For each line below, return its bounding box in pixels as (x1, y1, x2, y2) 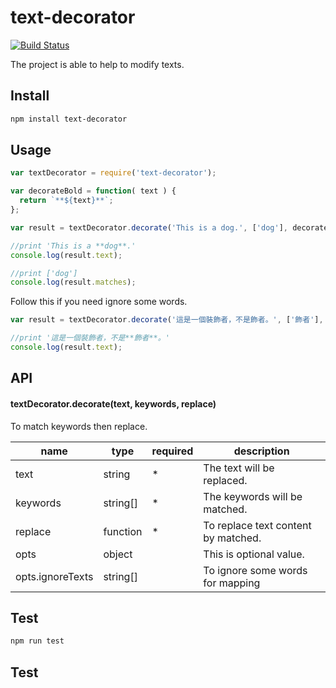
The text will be (203, 461, 275, 475)
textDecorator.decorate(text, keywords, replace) (10, 397, 217, 410)
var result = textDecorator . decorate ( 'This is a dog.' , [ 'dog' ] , (10, 222, 288, 233)
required (151, 444, 194, 458)
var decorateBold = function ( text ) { (10, 186, 177, 196)
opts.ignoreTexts (15, 569, 94, 583)
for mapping (203, 576, 261, 590)
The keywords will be (203, 489, 303, 503)
